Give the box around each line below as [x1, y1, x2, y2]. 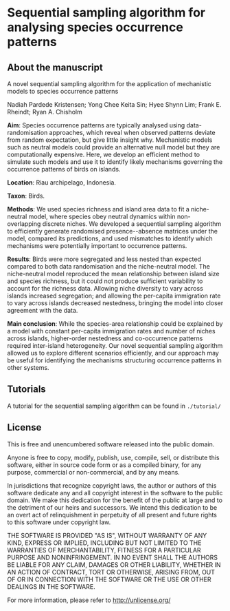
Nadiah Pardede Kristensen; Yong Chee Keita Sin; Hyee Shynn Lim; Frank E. [7, 101, 222, 108]
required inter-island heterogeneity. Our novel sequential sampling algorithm [7, 342, 223, 349]
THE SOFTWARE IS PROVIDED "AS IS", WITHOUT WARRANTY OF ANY [7, 531, 207, 539]
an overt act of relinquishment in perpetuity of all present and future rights [7, 510, 218, 519]
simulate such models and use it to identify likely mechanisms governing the [7, 158, 223, 166]
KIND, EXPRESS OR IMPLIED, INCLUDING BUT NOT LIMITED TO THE [7, 539, 202, 547]
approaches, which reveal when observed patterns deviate [49, 129, 216, 136]
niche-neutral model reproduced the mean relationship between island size [7, 270, 220, 278]
